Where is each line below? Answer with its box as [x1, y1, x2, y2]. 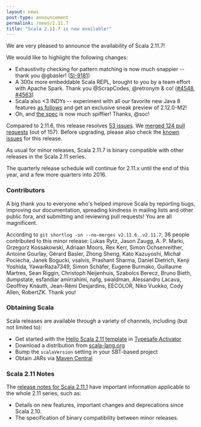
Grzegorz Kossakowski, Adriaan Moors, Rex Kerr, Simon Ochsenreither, [6, 244, 183, 251]
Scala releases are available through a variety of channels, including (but [6, 317, 188, 324]
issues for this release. [6, 135, 63, 142]
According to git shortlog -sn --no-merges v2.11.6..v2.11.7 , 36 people [6, 230, 190, 238]
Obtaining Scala [6, 303, 54, 312]
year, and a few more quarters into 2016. [6, 171, 107, 179]
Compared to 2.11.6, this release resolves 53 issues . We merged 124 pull [6, 122, 185, 130]
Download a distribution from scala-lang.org [14, 341, 126, 349]
